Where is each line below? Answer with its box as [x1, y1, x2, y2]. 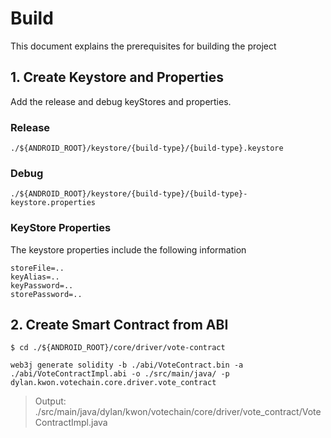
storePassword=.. [10, 289, 83, 299]
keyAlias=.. [10, 272, 60, 282]
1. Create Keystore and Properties [10, 69, 224, 86]
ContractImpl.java [34, 417, 108, 429]
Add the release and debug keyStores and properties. [10, 95, 232, 107]
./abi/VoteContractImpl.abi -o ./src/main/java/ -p [10, 369, 230, 379]
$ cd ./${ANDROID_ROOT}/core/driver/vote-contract [10, 343, 226, 353]
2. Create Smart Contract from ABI [10, 317, 229, 334]
